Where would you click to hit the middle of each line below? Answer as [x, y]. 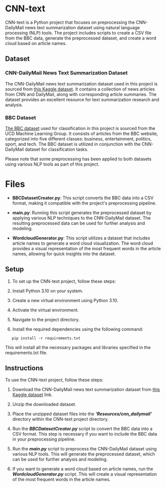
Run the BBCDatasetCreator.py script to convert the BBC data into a [82, 429]
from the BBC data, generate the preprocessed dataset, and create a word [81, 38]
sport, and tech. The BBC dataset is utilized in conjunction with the [73, 144]
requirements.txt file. [26, 353]
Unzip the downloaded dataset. [44, 404]
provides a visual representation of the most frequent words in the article [86, 248]
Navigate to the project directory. [46, 319]
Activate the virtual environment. [45, 310]
